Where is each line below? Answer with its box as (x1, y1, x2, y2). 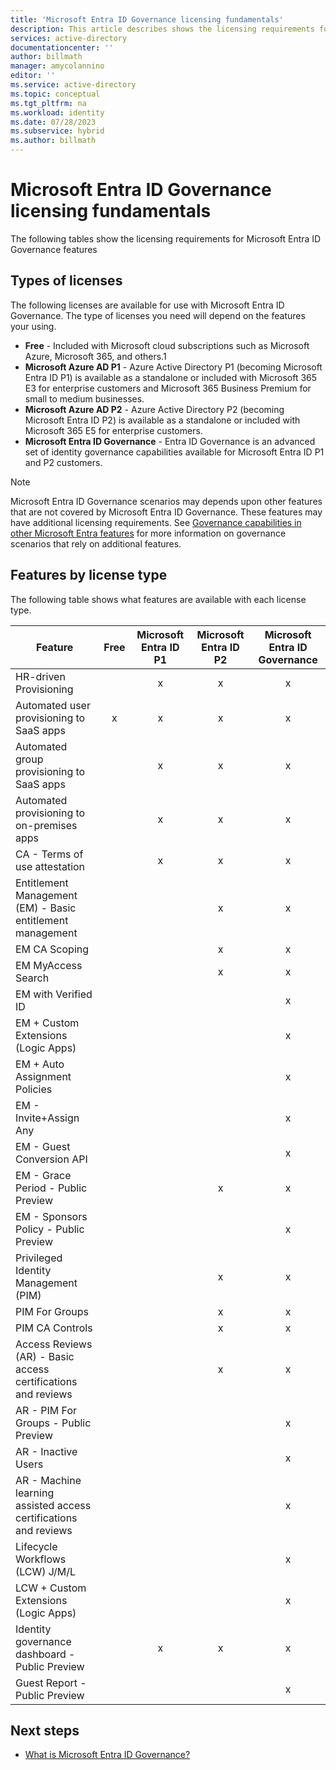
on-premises (15, 818, 78, 832)
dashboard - (15, 1647, 76, 1661)
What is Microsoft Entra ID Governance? (24, 1749, 191, 1761)
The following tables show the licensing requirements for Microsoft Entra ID (10, 232, 322, 245)
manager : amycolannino (10, 61, 105, 71)
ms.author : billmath (10, 136, 97, 146)
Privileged (15, 1251, 63, 1265)
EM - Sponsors (15, 1209, 88, 1223)
